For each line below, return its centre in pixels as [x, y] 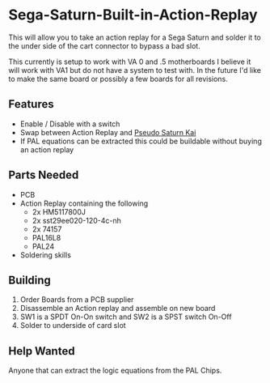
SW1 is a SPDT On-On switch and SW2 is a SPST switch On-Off [126, 317]
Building [30, 280]
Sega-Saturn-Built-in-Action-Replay [133, 15]
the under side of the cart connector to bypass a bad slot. [104, 45]
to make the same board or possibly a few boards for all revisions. [118, 79]
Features [31, 104]
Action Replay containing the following [84, 203]
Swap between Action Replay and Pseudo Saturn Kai [108, 132]
